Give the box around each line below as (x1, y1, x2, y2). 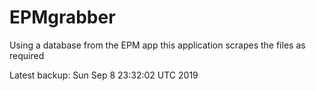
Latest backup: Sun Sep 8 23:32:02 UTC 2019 (9, 69, 199, 81)
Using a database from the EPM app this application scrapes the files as (9, 39, 306, 51)
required (9, 49, 45, 61)
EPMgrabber (9, 6, 116, 29)
